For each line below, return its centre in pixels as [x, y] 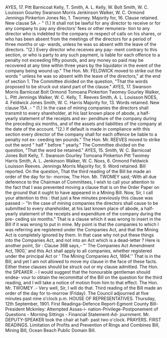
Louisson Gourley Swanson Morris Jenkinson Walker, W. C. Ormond [75, 12]
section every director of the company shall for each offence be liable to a [81, 134]
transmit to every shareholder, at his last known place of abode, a [72, 113]
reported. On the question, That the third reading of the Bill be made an [78, 171]
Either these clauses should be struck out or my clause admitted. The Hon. [82, 267]
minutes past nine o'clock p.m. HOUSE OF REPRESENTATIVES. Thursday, [81, 298]
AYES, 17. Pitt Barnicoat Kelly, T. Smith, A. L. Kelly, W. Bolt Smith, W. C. [77, 7]
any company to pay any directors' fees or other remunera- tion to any [78, 28]
